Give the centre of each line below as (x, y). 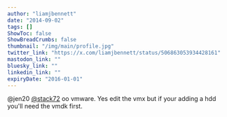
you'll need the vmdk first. (45, 106)
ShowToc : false (29, 33)
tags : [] (20, 27)
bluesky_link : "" (33, 66)
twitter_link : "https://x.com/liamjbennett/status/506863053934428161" (114, 53)
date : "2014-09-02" (36, 20)
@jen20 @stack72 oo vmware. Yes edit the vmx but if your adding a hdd (112, 99)
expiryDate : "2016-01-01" (45, 79)
